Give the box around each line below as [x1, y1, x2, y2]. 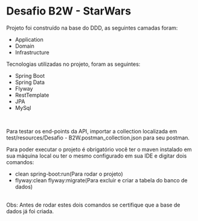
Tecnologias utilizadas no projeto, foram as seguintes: [6, 60, 141, 68]
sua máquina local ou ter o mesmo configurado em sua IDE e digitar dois [6, 152, 187, 159]
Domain [14, 42, 35, 50]
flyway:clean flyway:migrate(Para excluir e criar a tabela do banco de [14, 176, 188, 184]
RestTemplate [14, 91, 49, 98]
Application [14, 36, 44, 43]
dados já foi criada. [6, 207, 54, 215]
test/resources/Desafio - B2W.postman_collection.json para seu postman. [6, 134, 190, 141]
